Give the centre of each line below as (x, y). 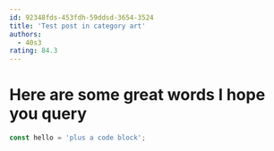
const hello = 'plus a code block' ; (77, 138)
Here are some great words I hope (137, 95)
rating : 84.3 (34, 51)
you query (48, 114)
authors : (26, 34)
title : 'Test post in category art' (77, 26)
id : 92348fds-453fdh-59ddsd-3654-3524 (81, 17)
